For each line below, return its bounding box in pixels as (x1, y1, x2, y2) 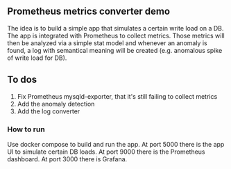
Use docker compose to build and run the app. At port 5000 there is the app (7, 140, 225, 148)
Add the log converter (17, 107, 80, 115)
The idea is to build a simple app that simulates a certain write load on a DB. (7, 24, 224, 32)
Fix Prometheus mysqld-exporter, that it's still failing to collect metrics (17, 92, 218, 100)
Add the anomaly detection (17, 99, 95, 108)
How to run (7, 124, 45, 134)
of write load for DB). (7, 54, 67, 62)
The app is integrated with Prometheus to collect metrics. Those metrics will (7, 31, 225, 40)
